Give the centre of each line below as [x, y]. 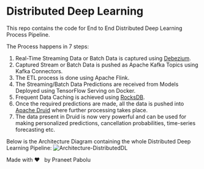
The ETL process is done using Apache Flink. [72, 77]
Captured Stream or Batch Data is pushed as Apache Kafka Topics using [107, 65]
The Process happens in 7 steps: [48, 46]
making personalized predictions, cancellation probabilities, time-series [105, 123]
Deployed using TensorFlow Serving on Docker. [75, 90]
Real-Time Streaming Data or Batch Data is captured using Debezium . [103, 58]
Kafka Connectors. [39, 71]
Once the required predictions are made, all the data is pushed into [100, 103]
